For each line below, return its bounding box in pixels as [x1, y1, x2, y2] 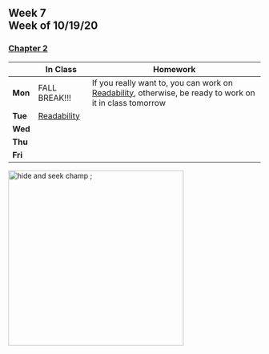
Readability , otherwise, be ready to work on [91, 87, 255, 99]
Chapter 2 [8, 43, 48, 54]
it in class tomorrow [91, 97, 167, 108]
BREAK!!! [38, 92, 72, 103]
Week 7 [8, 6, 46, 20]
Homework [153, 63, 196, 74]
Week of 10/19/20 [8, 19, 98, 33]
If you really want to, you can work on [91, 77, 234, 88]
